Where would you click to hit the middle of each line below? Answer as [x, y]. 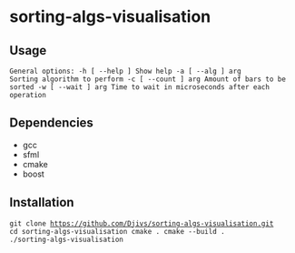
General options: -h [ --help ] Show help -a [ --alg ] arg [126, 71]
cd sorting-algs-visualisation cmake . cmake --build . [117, 231]
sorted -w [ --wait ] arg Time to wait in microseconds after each [140, 87]
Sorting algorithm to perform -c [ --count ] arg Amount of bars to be [147, 79]
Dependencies [51, 123]
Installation [42, 202]
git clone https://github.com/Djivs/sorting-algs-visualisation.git [142, 223]
